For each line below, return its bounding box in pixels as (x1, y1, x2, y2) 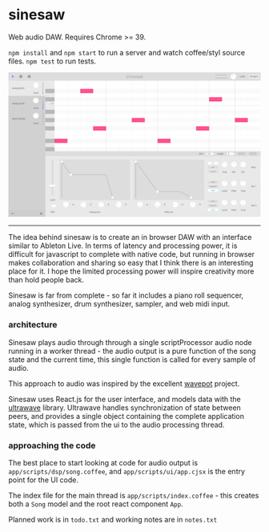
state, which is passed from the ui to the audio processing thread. (8, 420, 225, 429)
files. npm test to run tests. (8, 56, 97, 66)
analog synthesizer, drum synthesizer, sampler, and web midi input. (8, 299, 231, 309)
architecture (8, 319, 58, 331)
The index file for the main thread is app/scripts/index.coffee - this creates (8, 490, 259, 500)
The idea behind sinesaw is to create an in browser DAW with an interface (8, 233, 252, 242)
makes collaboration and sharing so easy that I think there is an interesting (8, 258, 254, 268)
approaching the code (8, 440, 96, 451)
